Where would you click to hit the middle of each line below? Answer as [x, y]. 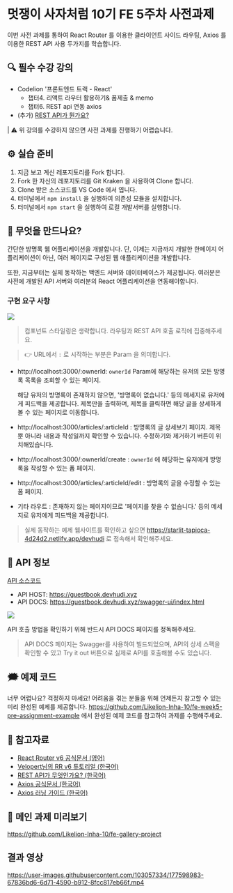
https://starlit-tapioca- [179, 530]
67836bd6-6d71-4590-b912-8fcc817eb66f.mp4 [76, 882]
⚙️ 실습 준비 [31, 154]
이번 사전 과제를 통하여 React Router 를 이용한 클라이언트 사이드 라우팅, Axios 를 [117, 35]
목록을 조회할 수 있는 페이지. [63, 380]
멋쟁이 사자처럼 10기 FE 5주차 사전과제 [111, 14]
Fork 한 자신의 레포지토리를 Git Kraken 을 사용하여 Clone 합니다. [105, 181]
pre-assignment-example [43, 716]
